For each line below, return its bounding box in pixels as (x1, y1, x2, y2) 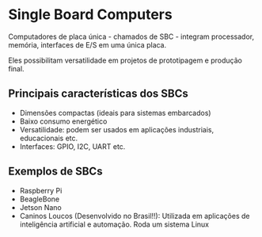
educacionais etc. (19, 133, 78, 143)
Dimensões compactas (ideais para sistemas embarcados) (19, 108, 211, 117)
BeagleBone (19, 194, 60, 204)
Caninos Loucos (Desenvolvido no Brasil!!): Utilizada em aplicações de (19, 211, 250, 220)
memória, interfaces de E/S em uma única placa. (8, 40, 167, 49)
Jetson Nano (19, 202, 62, 212)
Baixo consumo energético (19, 117, 108, 126)
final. (8, 63, 25, 73)
